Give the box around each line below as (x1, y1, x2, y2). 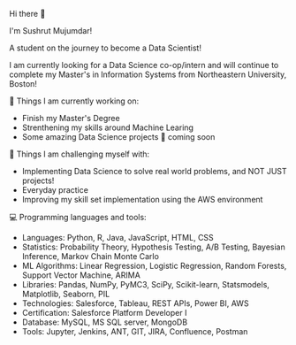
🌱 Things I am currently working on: (9, 96, 140, 106)
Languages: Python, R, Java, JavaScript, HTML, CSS (21, 233, 214, 242)
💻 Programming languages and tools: (9, 212, 148, 222)
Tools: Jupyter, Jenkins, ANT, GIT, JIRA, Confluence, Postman (21, 326, 248, 336)
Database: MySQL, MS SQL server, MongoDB (21, 317, 188, 327)
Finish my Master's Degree (21, 113, 121, 123)
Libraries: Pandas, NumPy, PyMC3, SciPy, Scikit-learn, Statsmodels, (21, 280, 269, 289)
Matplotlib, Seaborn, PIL (21, 288, 110, 299)
